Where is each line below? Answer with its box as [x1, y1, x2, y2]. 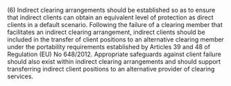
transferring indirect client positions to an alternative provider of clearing [7, 65, 215, 73]
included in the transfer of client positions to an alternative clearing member [7, 35, 224, 44]
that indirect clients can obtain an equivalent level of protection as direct [7, 13, 214, 21]
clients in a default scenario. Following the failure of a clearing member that [7, 21, 223, 28]
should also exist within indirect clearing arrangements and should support [7, 58, 221, 65]
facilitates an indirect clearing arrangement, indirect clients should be [7, 28, 206, 36]
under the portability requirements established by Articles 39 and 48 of [7, 43, 210, 51]
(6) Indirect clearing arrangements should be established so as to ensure [7, 6, 216, 14]
